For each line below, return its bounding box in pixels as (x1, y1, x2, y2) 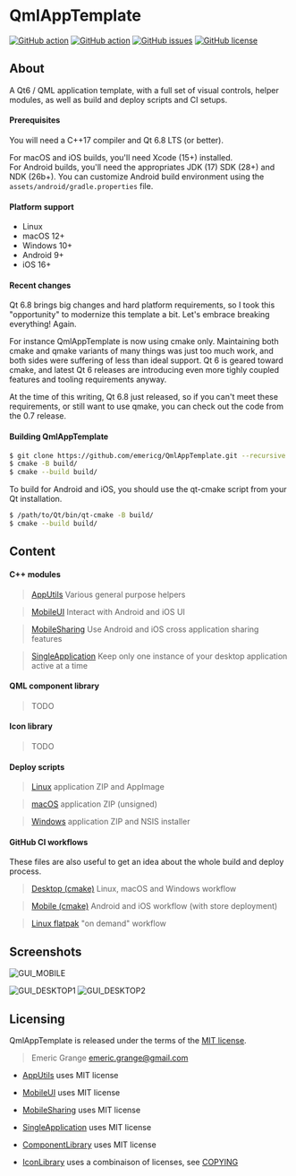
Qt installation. (9, 494, 63, 505)
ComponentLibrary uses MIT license (21, 1139, 156, 1150)
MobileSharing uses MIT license (21, 1104, 141, 1115)
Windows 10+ (21, 240, 73, 251)
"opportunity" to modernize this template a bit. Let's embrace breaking (9, 309, 270, 320)
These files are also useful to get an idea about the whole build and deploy (9, 857, 284, 868)
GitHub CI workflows (9, 836, 89, 847)
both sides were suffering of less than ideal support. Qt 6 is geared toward (9, 355, 283, 366)
